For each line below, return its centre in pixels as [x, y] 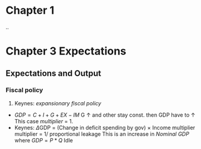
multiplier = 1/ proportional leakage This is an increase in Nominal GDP [102, 134]
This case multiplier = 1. [44, 121]
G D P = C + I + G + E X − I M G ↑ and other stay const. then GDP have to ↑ [105, 115]
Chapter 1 [30, 10]
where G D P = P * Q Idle [44, 140]
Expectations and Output [54, 73]
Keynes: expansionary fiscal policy [58, 103]
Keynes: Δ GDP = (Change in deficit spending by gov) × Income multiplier [105, 127]
